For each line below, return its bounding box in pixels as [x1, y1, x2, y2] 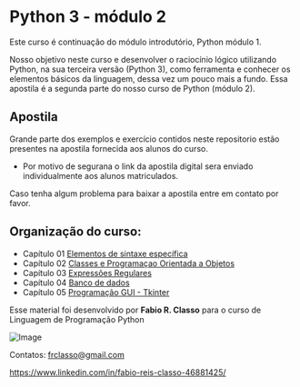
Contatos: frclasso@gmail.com [9, 349, 125, 360]
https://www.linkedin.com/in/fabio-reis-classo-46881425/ [9, 366, 226, 378]
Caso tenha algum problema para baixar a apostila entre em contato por [9, 188, 279, 199]
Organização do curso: [9, 224, 142, 240]
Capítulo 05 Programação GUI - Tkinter [22, 286, 170, 297]
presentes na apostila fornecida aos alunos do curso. [9, 143, 209, 154]
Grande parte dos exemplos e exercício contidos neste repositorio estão [9, 134, 280, 144]
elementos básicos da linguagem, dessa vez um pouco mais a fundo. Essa [9, 73, 288, 84]
